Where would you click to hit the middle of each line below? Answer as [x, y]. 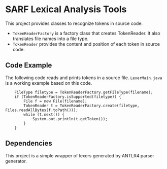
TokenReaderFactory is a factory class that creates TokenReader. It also [87, 33]
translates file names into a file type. [51, 39]
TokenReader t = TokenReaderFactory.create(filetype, [81, 106]
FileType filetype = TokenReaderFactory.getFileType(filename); [84, 92]
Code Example [29, 65]
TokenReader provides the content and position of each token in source [86, 44]
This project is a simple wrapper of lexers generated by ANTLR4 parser [80, 155]
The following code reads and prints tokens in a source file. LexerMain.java [84, 78]
